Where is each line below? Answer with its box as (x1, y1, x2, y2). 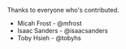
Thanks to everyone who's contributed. (7, 6, 120, 14)
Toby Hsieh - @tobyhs (17, 34, 82, 42)
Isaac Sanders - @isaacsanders (17, 27, 109, 35)
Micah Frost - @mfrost (17, 19, 82, 27)
